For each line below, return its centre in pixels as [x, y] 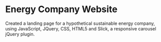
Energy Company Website [61, 9]
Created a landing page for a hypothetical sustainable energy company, [80, 23]
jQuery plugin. [20, 34]
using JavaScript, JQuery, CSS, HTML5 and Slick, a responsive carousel [81, 28]
